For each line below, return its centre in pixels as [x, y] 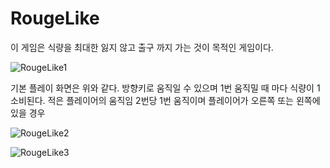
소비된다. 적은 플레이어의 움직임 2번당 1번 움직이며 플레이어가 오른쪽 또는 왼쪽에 [165, 100]
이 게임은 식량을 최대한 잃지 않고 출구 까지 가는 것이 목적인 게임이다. [142, 47]
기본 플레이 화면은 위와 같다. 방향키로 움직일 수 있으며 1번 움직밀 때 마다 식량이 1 [165, 88]
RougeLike [55, 18]
